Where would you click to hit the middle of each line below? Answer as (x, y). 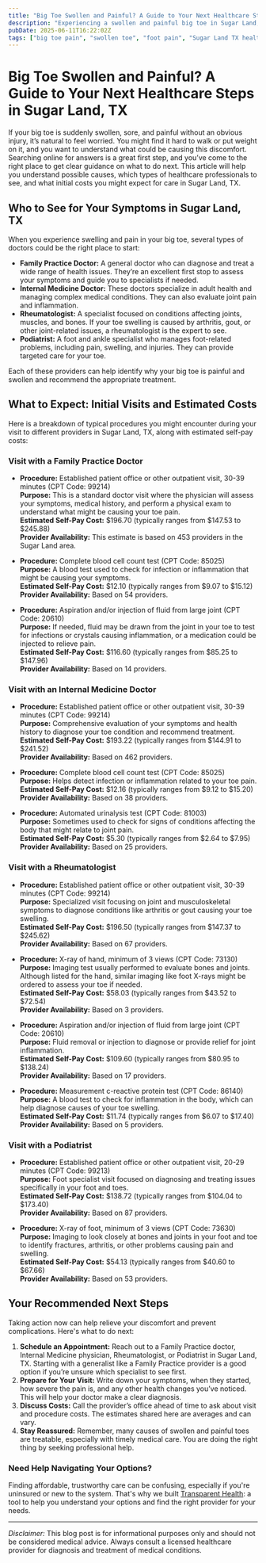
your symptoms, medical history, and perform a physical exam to (125, 503)
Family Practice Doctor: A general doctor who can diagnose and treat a (137, 263)
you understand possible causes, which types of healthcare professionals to (133, 174)
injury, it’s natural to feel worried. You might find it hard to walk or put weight (133, 141)
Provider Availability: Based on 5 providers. (91, 1124)
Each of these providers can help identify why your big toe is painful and (127, 371)
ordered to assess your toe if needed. (81, 984)
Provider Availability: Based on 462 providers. (96, 757)
